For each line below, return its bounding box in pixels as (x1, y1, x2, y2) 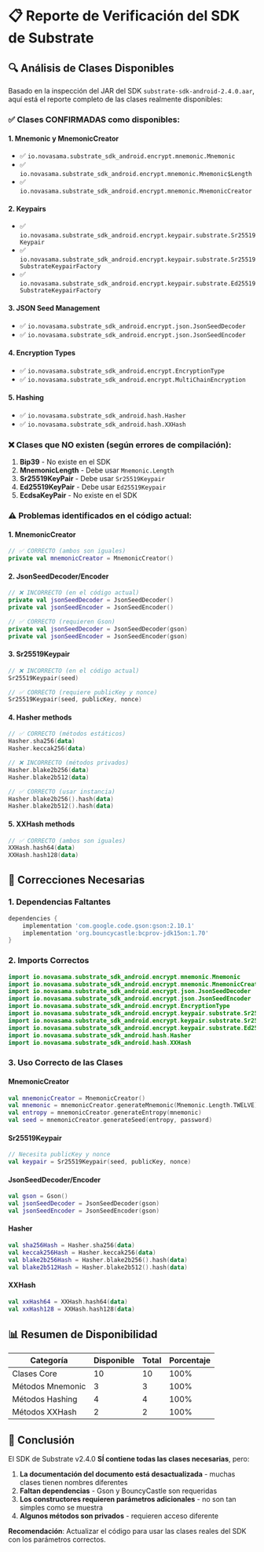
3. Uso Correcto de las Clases (8, 1057, 123, 1068)
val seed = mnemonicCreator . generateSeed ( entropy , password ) (8, 1116, 213, 1124)
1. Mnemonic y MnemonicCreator (8, 134, 119, 143)
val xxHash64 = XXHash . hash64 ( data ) (8, 1297, 128, 1306)
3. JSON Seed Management (8, 303, 101, 312)
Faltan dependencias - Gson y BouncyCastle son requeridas (19, 1486, 218, 1495)
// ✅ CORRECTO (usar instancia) (8, 788, 115, 796)
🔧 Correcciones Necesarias (8, 873, 145, 886)
